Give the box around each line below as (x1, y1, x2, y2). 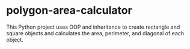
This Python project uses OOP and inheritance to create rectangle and (6, 23, 180, 30)
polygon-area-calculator (6, 4, 132, 17)
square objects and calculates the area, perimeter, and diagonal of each (6, 29, 185, 36)
